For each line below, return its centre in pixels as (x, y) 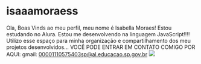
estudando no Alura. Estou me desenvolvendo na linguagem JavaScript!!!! (98, 34)
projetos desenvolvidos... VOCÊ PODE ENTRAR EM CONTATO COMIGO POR (101, 47)
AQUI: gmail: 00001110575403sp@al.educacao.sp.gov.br (77, 54)
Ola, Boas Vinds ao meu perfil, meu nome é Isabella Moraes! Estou (89, 28)
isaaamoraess (42, 11)
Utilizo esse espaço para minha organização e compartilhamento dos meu (99, 40)
